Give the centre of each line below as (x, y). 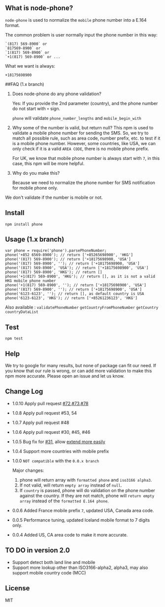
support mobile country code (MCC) (49, 572)
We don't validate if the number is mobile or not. (54, 197)
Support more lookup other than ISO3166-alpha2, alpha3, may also (80, 568)
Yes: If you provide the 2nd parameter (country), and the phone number (85, 103)
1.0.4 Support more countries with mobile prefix (61, 451)
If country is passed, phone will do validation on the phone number (87, 490)
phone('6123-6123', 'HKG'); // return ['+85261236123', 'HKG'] (71, 298)
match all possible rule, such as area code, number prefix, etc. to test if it (86, 138)
